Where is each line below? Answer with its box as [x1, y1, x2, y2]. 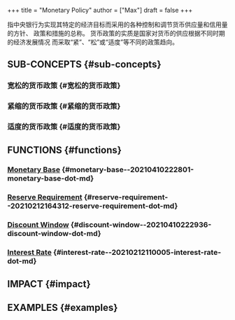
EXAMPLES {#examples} [7, 302, 118, 314]
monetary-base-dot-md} [7, 174, 94, 183]
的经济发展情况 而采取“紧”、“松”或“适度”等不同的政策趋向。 [7, 38, 178, 46]
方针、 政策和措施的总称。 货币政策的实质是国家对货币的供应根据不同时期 [13, 29, 225, 37]
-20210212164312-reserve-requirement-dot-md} [7, 201, 178, 211]
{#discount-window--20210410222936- [70, 220, 212, 230]
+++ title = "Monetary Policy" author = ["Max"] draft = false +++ [7, 6, 193, 14]
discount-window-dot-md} [7, 229, 101, 239]
